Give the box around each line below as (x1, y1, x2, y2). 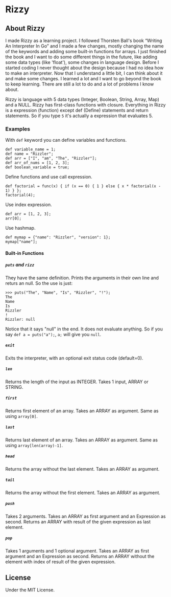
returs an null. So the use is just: (5, 280, 73, 286)
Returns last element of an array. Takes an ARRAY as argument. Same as (5, 436, 158, 443)
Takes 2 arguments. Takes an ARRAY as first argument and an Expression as (5, 513, 166, 519)
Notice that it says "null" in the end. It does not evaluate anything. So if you (5, 326, 163, 332)
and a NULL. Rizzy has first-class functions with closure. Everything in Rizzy (5, 102, 166, 108)
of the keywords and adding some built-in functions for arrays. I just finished (5, 49, 166, 54)
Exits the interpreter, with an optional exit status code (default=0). (5, 355, 143, 361)
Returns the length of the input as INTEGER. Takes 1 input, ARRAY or (5, 379, 149, 385)
